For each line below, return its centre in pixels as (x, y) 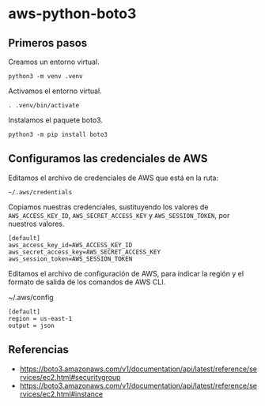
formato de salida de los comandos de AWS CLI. (87, 282)
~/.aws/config (31, 297)
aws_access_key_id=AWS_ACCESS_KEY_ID (70, 245)
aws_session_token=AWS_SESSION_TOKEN (70, 259)
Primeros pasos (48, 43)
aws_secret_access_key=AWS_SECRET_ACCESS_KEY (84, 252)
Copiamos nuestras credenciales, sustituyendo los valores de (108, 207)
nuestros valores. (36, 224)
